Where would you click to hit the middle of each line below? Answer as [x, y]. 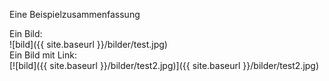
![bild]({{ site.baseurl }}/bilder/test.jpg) [88, 44]
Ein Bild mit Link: [43, 55]
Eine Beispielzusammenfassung [75, 14]
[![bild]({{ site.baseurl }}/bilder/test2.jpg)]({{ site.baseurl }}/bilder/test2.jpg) [164, 65]
